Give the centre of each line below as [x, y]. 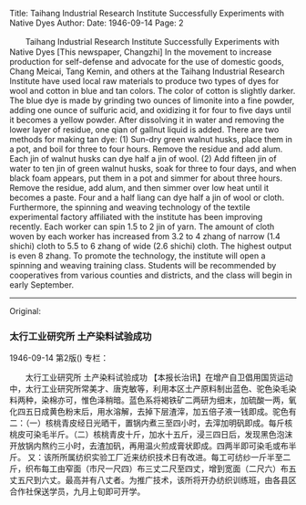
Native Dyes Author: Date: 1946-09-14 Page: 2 [97, 23]
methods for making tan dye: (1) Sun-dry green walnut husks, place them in [151, 139]
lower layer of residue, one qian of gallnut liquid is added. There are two [144, 130]
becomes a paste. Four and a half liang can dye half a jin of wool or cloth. [147, 197]
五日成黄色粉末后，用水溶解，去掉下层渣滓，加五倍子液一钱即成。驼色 [157, 412]
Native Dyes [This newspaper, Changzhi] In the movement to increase [141, 52]
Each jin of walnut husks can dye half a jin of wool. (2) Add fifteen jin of [143, 158]
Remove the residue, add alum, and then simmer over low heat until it [139, 188]
